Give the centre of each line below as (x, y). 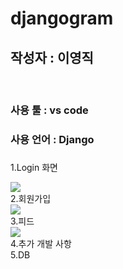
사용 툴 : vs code (49, 110)
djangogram (62, 18)
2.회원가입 (31, 198)
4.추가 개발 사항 (41, 243)
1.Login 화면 (34, 167)
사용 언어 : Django (52, 139)
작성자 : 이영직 (52, 57)
